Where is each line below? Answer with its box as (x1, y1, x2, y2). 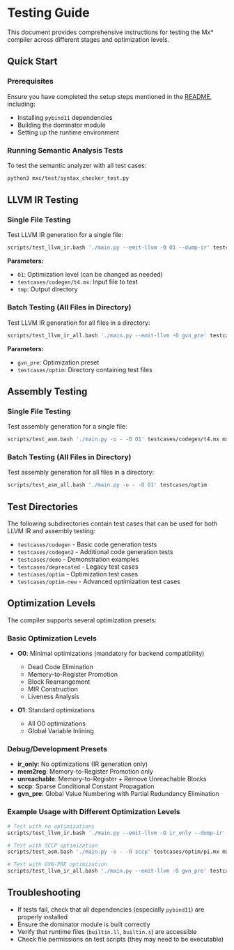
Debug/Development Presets (7, 744, 108, 754)
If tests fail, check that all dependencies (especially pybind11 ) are (17, 905, 205, 914)
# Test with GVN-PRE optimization (7, 861, 108, 868)
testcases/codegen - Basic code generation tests (17, 540, 157, 549)
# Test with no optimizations (7, 822, 95, 830)
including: (7, 100, 36, 108)
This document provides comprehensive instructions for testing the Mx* (7, 28, 214, 36)
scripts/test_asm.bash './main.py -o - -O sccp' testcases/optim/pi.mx (7, 848, 219, 855)
